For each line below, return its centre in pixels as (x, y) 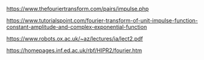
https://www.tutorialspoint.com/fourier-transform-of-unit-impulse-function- (102, 20)
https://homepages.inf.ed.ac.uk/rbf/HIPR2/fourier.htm (74, 50)
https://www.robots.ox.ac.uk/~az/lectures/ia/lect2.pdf (75, 38)
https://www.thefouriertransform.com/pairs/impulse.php (78, 9)
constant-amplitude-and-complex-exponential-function (77, 27)
